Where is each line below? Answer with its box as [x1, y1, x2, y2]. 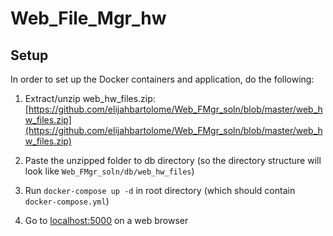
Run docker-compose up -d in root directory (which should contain [24, 185, 296, 196]
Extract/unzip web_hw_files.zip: [24, 93, 156, 104]
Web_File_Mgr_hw [10, 7, 167, 30]
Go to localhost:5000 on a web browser [24, 215, 189, 226]
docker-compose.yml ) [24, 195, 110, 207]
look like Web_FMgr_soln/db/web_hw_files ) [24, 165, 195, 177]
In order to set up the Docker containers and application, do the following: [10, 73, 315, 85]
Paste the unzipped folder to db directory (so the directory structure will [24, 155, 322, 166]
